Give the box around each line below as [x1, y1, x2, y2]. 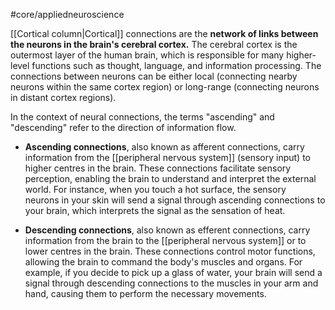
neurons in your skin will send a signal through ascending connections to [24, 194, 326, 206]
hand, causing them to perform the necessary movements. [24, 288, 267, 299]
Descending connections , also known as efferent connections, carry [24, 224, 311, 236]
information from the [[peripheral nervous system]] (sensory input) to [24, 152, 311, 163]
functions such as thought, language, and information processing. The [31, 60, 322, 71]
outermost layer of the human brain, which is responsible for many [10, 49, 285, 61]
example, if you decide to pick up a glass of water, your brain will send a [24, 267, 323, 278]
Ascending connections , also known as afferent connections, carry [24, 141, 305, 153]
